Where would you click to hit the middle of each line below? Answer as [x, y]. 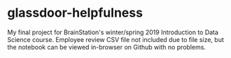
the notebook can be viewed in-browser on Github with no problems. [107, 47]
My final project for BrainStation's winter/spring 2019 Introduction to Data [113, 32]
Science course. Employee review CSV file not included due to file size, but [115, 39]
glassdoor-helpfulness [75, 13]
